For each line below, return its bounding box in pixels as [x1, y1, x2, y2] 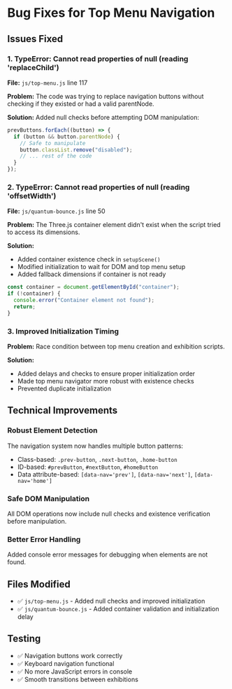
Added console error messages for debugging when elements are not [7, 550, 208, 559]
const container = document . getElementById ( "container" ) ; [7, 284, 180, 291]
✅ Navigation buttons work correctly [17, 651, 123, 660]
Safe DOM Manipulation [7, 493, 89, 503]
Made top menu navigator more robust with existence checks [17, 376, 194, 385]
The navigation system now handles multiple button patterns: [7, 442, 184, 450]
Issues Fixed [7, 33, 64, 45]
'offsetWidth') [7, 191, 57, 200]
